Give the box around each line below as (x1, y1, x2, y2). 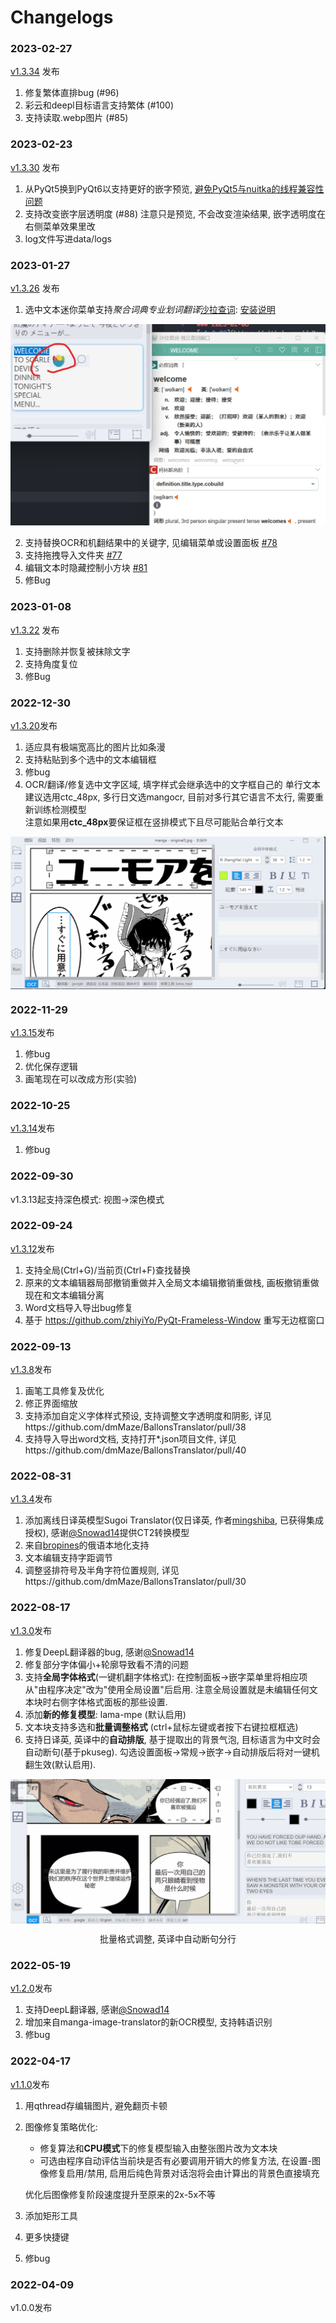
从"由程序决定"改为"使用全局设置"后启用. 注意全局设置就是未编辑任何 (24, 1683, 310, 1695)
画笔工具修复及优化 (24, 1385, 105, 1397)
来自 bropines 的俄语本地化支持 (24, 1539, 150, 1551)
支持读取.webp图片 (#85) (24, 112, 129, 124)
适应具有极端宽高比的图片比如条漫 (24, 741, 166, 753)
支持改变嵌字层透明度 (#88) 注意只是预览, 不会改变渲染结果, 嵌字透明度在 (24, 207, 327, 220)
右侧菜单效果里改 (24, 220, 96, 232)
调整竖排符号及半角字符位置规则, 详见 (24, 1564, 180, 1576)
